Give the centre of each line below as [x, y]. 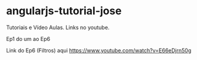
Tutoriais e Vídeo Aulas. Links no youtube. [58, 27]
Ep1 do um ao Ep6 [28, 39]
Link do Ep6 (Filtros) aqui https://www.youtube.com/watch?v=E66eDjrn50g [99, 50]
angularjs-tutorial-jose [64, 11]
